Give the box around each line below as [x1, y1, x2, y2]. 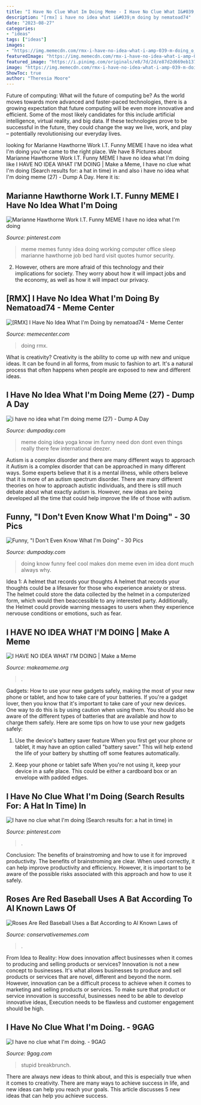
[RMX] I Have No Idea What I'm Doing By [6, 294, 160, 304]
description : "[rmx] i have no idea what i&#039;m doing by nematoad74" [6, 14, 191, 20]
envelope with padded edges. [14, 774, 89, 781]
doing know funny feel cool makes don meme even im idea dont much [20, 560, 194, 567]
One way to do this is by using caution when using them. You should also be [6, 707, 194, 714]
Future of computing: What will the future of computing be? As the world [6, 92, 185, 99]
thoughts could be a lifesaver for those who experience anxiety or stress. [6, 585, 187, 592]
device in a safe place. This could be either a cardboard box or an [14, 768, 178, 775]
